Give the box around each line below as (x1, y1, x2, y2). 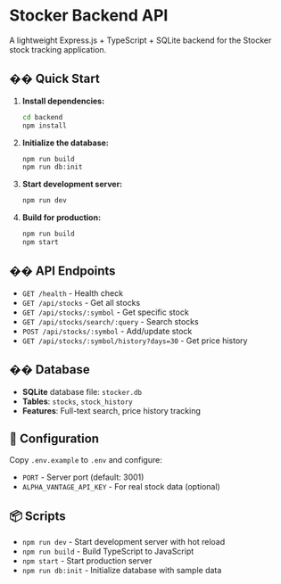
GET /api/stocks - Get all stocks (21, 297, 141, 308)
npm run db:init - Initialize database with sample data (21, 565, 222, 576)
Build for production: (21, 212, 101, 223)
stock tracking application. (9, 44, 107, 54)
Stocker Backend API (9, 5, 169, 26)
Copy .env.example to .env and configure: (9, 455, 162, 465)
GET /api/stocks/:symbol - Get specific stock (21, 307, 189, 317)
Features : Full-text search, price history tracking (21, 405, 201, 415)
